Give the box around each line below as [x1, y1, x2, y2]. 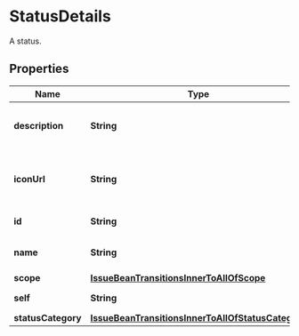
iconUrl [13, 172, 46, 185]
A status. [9, 36, 42, 46]
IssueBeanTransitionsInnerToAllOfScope [90, 271, 266, 284]
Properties [9, 61, 69, 76]
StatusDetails [9, 6, 111, 27]
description [13, 119, 64, 132]
